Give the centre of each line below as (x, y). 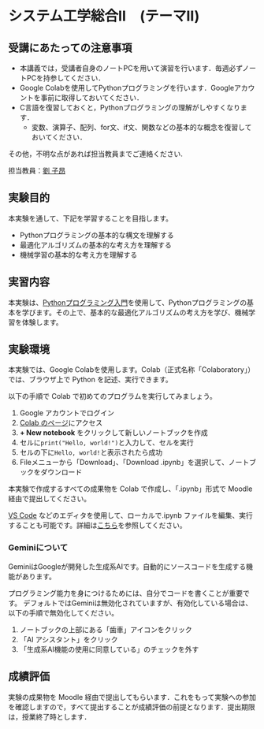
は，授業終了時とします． (50, 716)
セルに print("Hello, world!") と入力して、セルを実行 (107, 443)
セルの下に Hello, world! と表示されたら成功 (91, 452)
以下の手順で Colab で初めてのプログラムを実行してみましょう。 (112, 396)
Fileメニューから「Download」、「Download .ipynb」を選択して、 (124, 463)
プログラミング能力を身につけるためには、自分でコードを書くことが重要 (125, 593)
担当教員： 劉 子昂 (37, 171)
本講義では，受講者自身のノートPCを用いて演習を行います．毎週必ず (131, 68)
